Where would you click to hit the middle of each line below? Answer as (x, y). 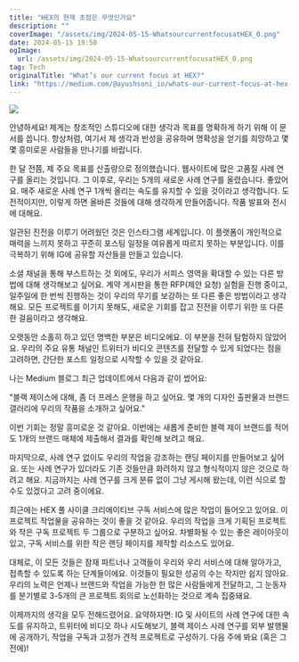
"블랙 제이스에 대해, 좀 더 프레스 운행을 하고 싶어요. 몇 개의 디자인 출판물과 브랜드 (149, 397)
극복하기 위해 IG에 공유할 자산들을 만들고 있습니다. (97, 254)
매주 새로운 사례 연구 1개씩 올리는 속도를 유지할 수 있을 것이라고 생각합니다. (150, 190)
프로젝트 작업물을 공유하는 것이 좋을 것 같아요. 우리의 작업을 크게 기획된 (133, 521)
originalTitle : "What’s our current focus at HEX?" (107, 76)
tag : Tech (28, 68)
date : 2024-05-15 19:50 (53, 42)
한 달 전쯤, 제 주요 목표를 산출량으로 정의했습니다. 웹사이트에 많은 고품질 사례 (142, 168)
